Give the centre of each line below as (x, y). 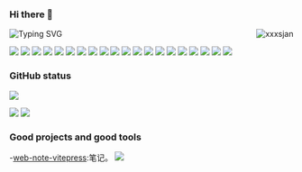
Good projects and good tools (75, 137)
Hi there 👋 (32, 14)
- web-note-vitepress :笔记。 (61, 158)
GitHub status (41, 76)
